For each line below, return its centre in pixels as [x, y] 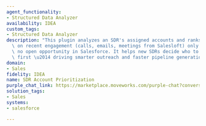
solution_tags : [26, 91]
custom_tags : [23, 29]
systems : [17, 102]
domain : [16, 63]
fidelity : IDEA [26, 74]
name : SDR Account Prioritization [51, 80]
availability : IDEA [31, 23]
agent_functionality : [34, 12]
